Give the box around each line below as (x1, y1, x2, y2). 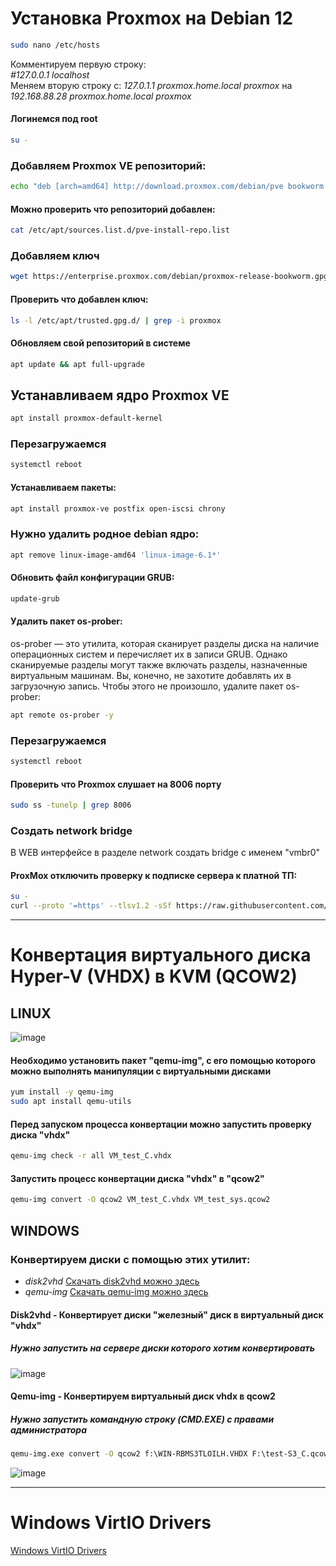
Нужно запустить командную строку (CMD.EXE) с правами (10, 1413, 275, 1425)
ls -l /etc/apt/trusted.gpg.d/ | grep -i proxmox (10, 315, 222, 326)
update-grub (10, 593, 60, 604)
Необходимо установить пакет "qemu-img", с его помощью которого (10, 1054, 317, 1066)
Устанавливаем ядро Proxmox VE (10, 387, 230, 404)
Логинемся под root (10, 113, 98, 125)
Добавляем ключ (10, 249, 100, 263)
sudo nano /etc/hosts (10, 40, 101, 50)
